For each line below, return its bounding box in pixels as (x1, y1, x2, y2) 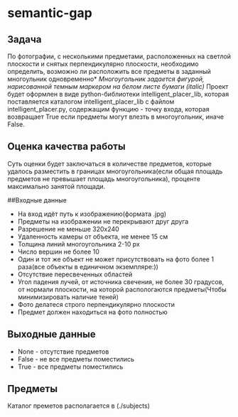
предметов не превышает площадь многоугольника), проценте (7, 174, 200, 183)
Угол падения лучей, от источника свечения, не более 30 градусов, (17, 277, 225, 286)
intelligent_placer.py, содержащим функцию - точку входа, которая (7, 105, 210, 113)
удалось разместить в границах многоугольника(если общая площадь (7, 167, 223, 175)
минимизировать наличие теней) (17, 293, 119, 301)
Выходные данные (7, 328, 96, 340)
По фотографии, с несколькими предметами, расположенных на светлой (7, 52, 232, 60)
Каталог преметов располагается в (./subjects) (7, 401, 151, 410)
